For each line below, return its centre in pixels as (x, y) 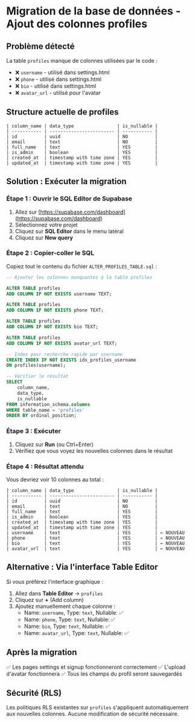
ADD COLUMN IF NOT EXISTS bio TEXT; (52, 327)
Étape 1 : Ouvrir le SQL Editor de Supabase (69, 199)
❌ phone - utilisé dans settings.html (58, 79)
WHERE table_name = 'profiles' (46, 410)
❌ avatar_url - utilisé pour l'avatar (58, 93)
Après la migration (42, 652)
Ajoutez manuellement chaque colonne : (65, 606)
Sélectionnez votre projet (46, 225)
